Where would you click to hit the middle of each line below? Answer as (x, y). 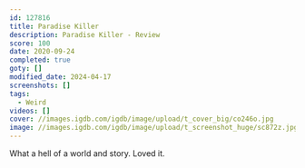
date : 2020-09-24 (42, 52)
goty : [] (26, 69)
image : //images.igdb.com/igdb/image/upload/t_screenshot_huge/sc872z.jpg (154, 128)
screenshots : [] (40, 85)
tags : (20, 94)
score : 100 (30, 43)
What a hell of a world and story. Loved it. (87, 153)
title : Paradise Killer (54, 26)
